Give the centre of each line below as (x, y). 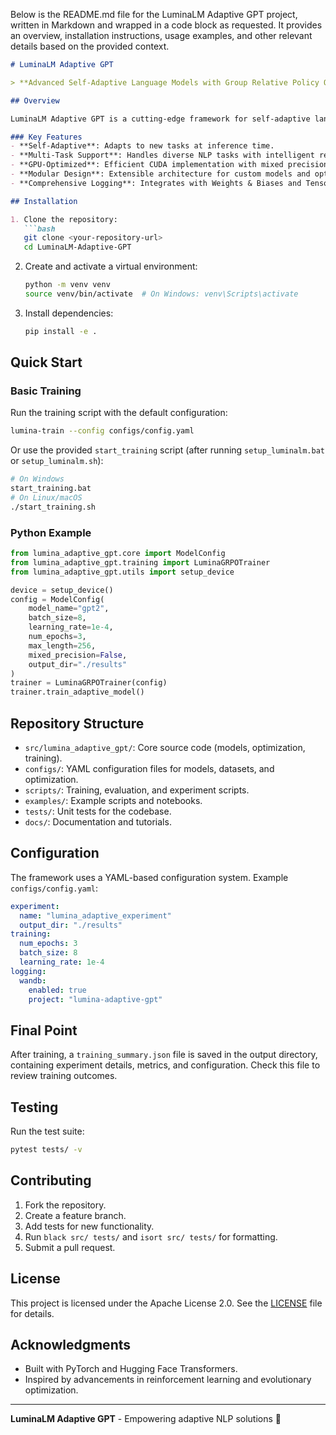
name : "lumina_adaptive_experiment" (95, 915)
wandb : (33, 980)
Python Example (51, 532)
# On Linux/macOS (46, 498)
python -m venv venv (67, 285)
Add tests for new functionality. (89, 1226)
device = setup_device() (62, 590)
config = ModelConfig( (57, 599)
